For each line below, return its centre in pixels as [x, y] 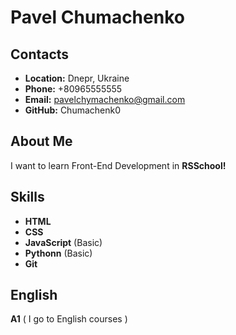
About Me [41, 141]
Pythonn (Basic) [58, 253]
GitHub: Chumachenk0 [73, 110]
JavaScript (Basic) [63, 242]
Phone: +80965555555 [73, 89]
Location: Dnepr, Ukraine [77, 78]
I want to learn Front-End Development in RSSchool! [118, 165]
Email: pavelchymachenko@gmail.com [105, 99]
